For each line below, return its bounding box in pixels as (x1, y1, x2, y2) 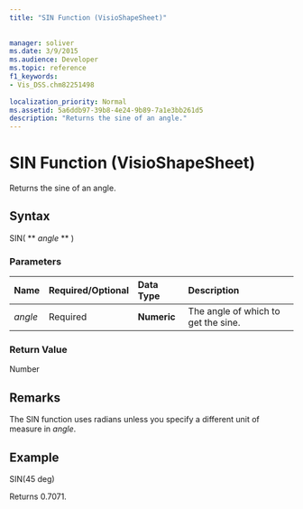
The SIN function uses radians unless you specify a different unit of (9, 414, 260, 425)
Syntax (9, 208, 50, 224)
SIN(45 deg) (9, 474, 56, 485)
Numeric (137, 310, 176, 323)
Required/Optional (48, 284, 129, 297)
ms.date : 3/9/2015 (9, 47, 78, 56)
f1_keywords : (9, 72, 59, 81)
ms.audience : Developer (9, 55, 99, 64)
